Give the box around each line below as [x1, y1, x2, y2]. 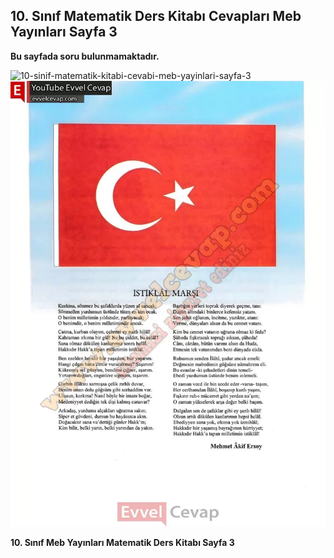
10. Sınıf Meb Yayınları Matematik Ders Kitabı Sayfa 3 [10, 536, 235, 548]
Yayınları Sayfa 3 [10, 24, 118, 41]
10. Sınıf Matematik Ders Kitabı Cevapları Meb [10, 8, 302, 25]
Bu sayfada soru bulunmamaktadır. [10, 50, 160, 62]
